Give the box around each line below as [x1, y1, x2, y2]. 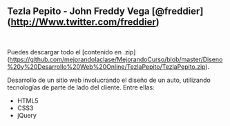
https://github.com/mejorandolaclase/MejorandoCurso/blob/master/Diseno [9, 55, 223, 63]
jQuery [17, 111, 37, 119]
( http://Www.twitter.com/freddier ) [7, 17, 160, 28]
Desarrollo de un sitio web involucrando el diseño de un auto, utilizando [7, 76, 211, 84]
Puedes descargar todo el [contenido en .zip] [7, 48, 136, 56]
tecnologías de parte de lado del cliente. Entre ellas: [7, 83, 155, 92]
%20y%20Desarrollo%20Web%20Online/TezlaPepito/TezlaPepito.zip [7, 62, 206, 71]
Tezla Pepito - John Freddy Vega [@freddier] [7, 6, 204, 17]
